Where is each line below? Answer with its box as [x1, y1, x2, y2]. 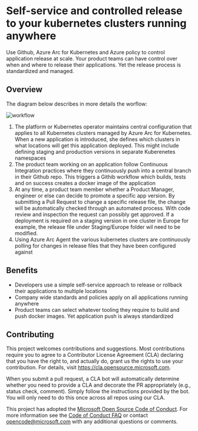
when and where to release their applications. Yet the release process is [6, 61, 181, 68]
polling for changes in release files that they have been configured [14, 242, 176, 249]
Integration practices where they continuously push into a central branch [14, 167, 192, 174]
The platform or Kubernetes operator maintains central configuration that [14, 123, 192, 130]
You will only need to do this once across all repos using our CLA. [6, 394, 166, 402]
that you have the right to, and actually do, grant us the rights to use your [6, 358, 184, 365]
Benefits [6, 265, 38, 275]
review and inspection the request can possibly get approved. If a [14, 210, 174, 218]
